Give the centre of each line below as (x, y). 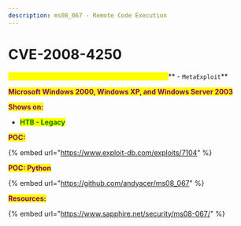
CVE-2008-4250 (65, 54)
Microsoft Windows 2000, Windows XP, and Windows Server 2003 (121, 91)
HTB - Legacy (42, 122)
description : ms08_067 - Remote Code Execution (88, 15)
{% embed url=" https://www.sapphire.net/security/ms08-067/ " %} (117, 213)
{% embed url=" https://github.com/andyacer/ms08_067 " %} (106, 183)
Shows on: (26, 106)
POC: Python (30, 168)
